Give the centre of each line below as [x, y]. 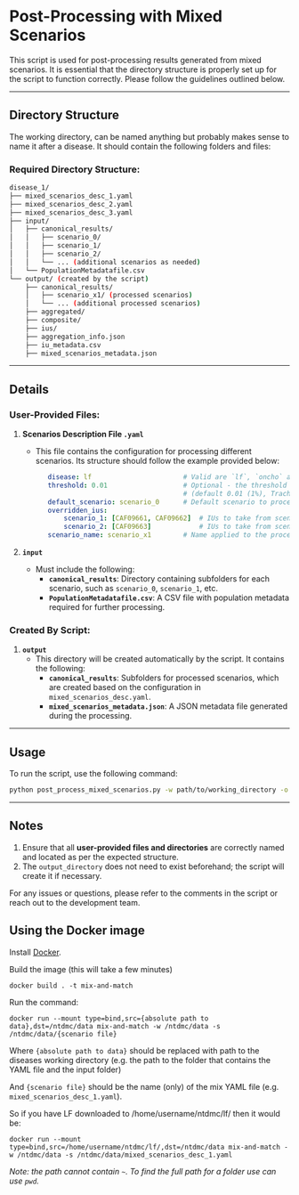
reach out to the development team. [75, 902]
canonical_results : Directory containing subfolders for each [159, 579]
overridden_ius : [78, 510]
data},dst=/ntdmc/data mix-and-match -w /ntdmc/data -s [115, 1026]
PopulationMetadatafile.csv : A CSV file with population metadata [169, 597]
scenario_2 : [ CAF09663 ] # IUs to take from [167, 527]
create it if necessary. [62, 875]
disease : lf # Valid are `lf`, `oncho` [165, 477]
